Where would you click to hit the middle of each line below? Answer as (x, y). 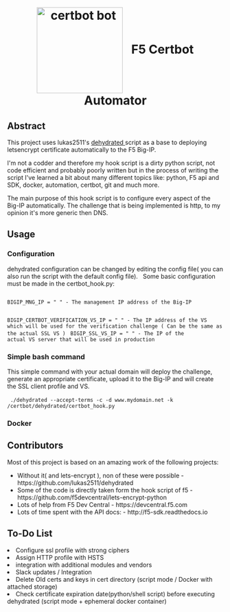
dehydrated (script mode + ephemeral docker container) (87, 601)
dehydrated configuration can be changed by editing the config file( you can (115, 269)
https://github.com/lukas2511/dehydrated (75, 483)
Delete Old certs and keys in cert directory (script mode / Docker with (114, 579)
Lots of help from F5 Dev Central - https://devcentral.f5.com (102, 504)
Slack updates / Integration (54, 572)
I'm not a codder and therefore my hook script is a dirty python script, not (111, 163)
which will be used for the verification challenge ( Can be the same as (115, 326)
